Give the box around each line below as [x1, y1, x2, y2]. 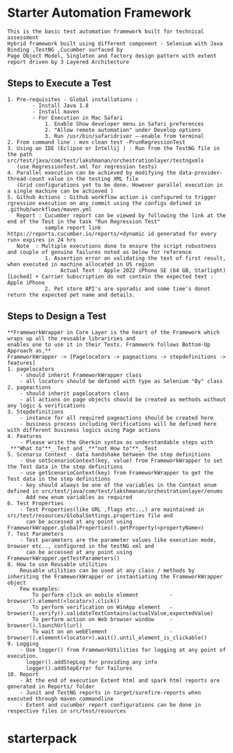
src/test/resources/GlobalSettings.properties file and [7, 512, 173, 519]
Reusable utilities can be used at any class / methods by [20, 567, 195, 574]
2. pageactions [7, 384, 52, 391]
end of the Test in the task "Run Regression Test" [7, 218, 160, 225]
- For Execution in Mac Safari [32, 114, 123, 121]
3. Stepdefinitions [7, 408, 64, 415]
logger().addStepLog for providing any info [25, 658, 158, 666]
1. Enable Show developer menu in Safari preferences [44, 120, 204, 127]
